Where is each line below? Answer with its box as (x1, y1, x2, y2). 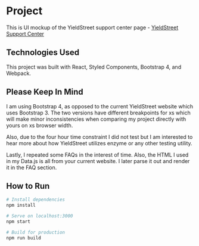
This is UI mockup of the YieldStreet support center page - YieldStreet (6, 24, 179, 31)
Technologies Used (6, 48, 79, 58)
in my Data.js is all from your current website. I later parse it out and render (6, 157, 190, 164)
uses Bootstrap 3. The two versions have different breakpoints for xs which (6, 109, 191, 116)
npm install (6, 203, 36, 208)
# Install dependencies (6, 197, 66, 203)
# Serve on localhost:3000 (6, 213, 73, 219)
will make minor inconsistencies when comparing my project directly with (6, 115, 186, 123)
